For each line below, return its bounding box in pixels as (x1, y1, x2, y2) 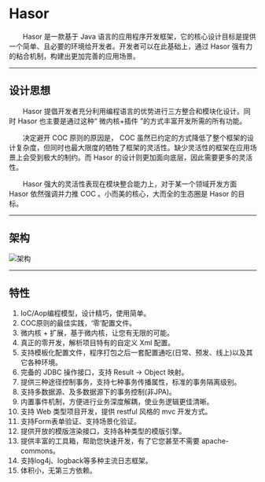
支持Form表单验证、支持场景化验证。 (20, 417, 141, 426)
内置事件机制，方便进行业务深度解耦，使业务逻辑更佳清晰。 (20, 397, 214, 407)
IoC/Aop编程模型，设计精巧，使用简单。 (20, 308, 151, 318)
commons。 (20, 446, 60, 456)
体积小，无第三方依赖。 (20, 465, 97, 476)
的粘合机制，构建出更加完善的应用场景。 (9, 51, 140, 61)
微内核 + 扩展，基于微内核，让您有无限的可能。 (20, 328, 174, 338)
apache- (201, 436, 230, 446)
